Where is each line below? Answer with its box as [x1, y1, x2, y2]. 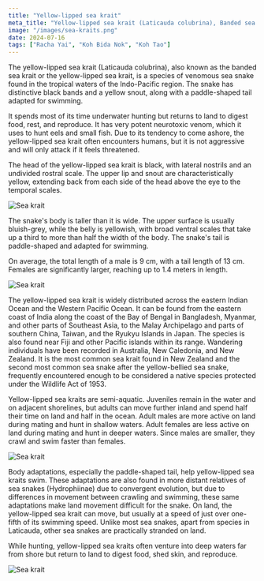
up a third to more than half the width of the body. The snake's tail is [8, 233, 230, 242]
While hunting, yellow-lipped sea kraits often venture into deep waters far [8, 542, 247, 551]
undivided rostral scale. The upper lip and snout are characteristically [8, 169, 234, 178]
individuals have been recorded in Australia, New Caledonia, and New [8, 346, 235, 355]
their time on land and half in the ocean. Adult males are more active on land [8, 411, 256, 421]
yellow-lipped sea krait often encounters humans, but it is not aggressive [8, 137, 245, 146]
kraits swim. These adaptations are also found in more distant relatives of [8, 475, 247, 485]
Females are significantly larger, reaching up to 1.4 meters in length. [8, 265, 229, 275]
